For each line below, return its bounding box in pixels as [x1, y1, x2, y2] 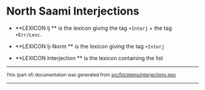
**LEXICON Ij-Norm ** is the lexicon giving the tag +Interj [15, 43, 165, 50]
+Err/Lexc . [15, 30, 42, 38]
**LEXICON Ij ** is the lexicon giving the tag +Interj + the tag [15, 24, 172, 32]
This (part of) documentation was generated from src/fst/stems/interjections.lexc [6, 72, 176, 78]
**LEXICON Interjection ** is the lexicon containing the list [15, 54, 164, 61]
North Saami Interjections [6, 4, 140, 18]
